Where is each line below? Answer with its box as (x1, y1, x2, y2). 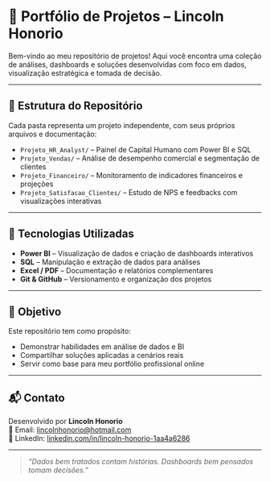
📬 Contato (8, 391, 66, 405)
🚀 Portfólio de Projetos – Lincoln (8, 7, 224, 26)
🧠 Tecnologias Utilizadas (8, 227, 134, 241)
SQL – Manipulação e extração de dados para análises (19, 257, 201, 267)
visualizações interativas (19, 196, 102, 206)
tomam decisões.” (27, 465, 88, 475)
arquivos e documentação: (8, 129, 97, 139)
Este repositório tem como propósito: (8, 326, 131, 336)
